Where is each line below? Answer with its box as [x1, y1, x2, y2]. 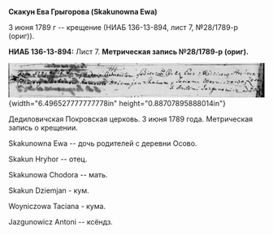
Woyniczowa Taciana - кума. [8, 202, 106, 211]
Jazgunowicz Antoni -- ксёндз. [8, 217, 114, 227]
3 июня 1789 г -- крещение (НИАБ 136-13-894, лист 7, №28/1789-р [8, 23, 238, 32]
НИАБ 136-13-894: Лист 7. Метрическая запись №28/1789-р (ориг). [8, 47, 249, 56]
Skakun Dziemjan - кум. [8, 186, 89, 195]
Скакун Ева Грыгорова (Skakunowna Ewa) [8, 7, 158, 16]
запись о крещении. [8, 123, 79, 133]
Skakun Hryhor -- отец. [8, 154, 88, 164]
